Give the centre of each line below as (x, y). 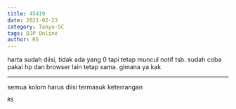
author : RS (23, 40)
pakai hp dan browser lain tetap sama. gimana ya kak (84, 67)
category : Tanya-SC (36, 27)
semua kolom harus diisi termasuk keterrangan (75, 87)
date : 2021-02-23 (33, 20)
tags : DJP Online (33, 33)
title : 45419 (26, 14)
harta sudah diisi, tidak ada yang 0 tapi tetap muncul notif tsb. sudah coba (114, 59)
